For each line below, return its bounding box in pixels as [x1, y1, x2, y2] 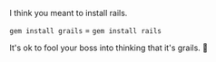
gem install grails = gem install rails [9, 25, 162, 35]
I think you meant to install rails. [9, 8, 128, 18]
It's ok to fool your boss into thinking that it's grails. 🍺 [9, 42, 209, 53]
